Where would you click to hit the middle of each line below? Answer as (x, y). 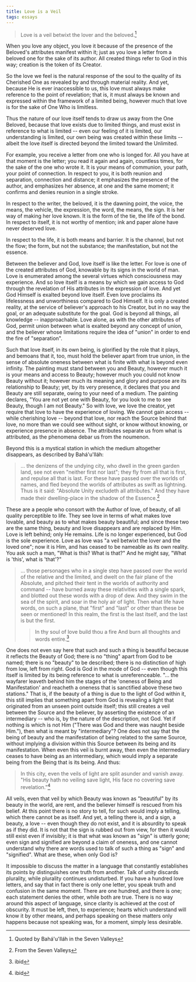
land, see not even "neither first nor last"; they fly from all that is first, (103, 472)
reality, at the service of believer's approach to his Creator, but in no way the (98, 307)
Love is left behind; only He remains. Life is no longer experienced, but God (97, 534)
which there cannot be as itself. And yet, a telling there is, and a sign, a (91, 817)
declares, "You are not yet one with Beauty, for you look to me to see (89, 400)
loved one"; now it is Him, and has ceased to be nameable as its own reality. (97, 546)
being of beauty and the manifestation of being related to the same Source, (97, 738)
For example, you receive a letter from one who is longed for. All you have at (98, 155)
